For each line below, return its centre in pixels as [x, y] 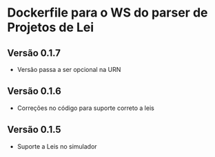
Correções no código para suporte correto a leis [86, 108]
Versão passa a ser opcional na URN [69, 70]
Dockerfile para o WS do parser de [107, 13]
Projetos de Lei [51, 27]
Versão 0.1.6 [34, 91]
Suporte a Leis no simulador [57, 146]
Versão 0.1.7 [34, 53]
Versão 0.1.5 [34, 130]
